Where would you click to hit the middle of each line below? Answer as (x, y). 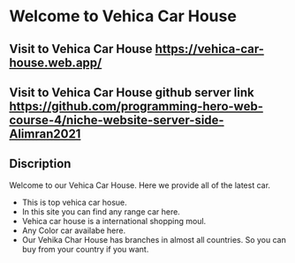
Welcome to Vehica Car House (123, 16)
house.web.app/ (56, 62)
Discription (40, 164)
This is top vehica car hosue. (74, 202)
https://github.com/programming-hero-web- (136, 106)
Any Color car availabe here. (74, 230)
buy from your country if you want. (85, 249)
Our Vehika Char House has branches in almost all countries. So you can (154, 239)
